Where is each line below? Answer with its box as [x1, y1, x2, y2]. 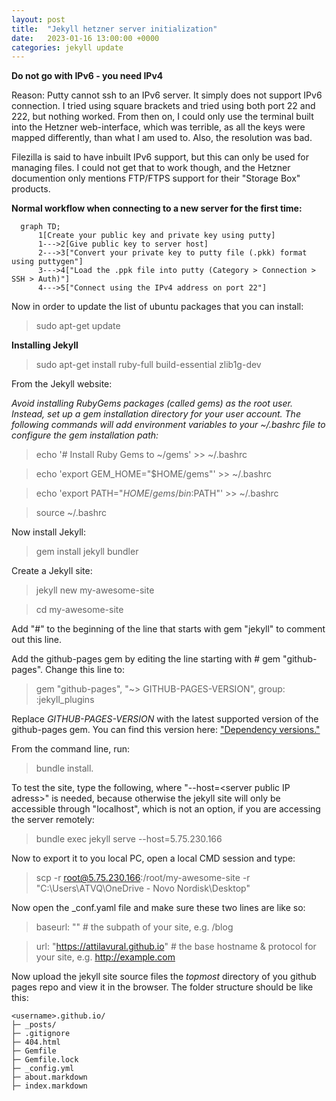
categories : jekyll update [11, 42, 124, 53]
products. [11, 183, 51, 195]
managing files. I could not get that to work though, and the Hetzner [11, 162, 291, 174]
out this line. [11, 634, 63, 646]
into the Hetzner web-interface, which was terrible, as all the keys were [11, 121, 306, 133]
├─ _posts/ [11, 1020, 57, 1030]
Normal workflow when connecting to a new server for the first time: [11, 202, 303, 215]
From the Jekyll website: [11, 378, 113, 390]
